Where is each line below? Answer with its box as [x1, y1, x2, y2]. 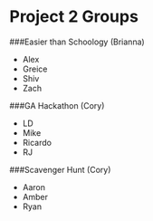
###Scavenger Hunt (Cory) [9, 164, 111, 175]
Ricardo [22, 137, 53, 148]
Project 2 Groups [9, 6, 139, 27]
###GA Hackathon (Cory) [9, 100, 105, 110]
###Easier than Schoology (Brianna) [9, 36, 145, 47]
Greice [22, 63, 48, 74]
